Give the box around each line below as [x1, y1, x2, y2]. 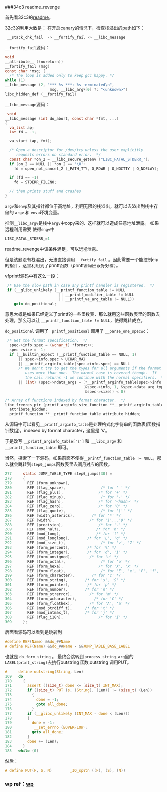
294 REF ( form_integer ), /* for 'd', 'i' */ [5, 550, 128, 555]
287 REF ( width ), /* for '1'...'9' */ [5, 518, 133, 523]
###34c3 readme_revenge [5, 4, 60, 10]
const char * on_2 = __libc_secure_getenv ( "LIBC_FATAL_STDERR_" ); [9, 157, 150, 162]
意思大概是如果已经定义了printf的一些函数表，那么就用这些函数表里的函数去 [5, 311, 160, 317]
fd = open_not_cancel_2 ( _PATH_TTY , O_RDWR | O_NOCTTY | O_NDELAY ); [14, 166, 159, 171]
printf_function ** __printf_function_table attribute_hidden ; [9, 412, 141, 417]
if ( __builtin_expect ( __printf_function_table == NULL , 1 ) [9, 352, 137, 357]
